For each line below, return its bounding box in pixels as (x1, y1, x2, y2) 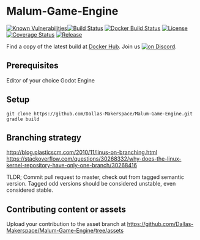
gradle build (6, 116, 40, 122)
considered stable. (6, 186, 53, 194)
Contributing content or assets (6, 204, 127, 214)
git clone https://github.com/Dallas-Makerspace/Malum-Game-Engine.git (6, 111, 193, 117)
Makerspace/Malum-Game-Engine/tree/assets (6, 227, 124, 235)
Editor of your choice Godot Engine (6, 76, 95, 84)
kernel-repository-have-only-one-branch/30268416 (6, 162, 138, 169)
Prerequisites (6, 60, 59, 71)
